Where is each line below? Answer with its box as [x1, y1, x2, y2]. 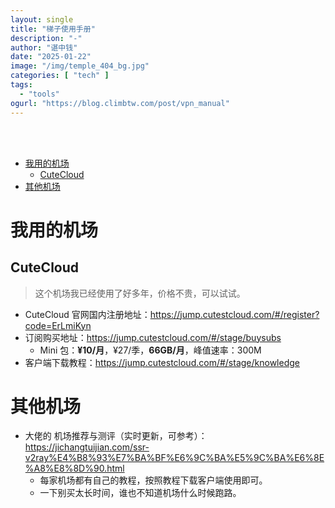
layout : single [10, 14, 74, 25]
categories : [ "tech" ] [10, 71, 110, 81]
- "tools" [19, 89, 60, 99]
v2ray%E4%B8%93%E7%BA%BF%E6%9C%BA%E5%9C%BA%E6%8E [24, 452, 325, 464]
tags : [10, 80, 33, 90]
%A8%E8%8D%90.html [24, 462, 125, 475]
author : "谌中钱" [10, 42, 78, 53]
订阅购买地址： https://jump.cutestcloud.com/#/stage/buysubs [24, 331, 282, 343]
